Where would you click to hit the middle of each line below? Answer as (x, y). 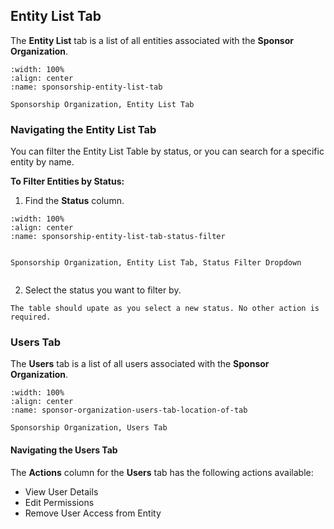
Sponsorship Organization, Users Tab (89, 428)
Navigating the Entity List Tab (83, 129)
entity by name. (42, 162)
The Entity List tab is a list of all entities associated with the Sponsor (152, 40)
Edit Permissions (59, 502)
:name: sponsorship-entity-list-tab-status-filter (118, 237)
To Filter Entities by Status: (67, 181)
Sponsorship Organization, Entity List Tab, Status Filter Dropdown (156, 263)
